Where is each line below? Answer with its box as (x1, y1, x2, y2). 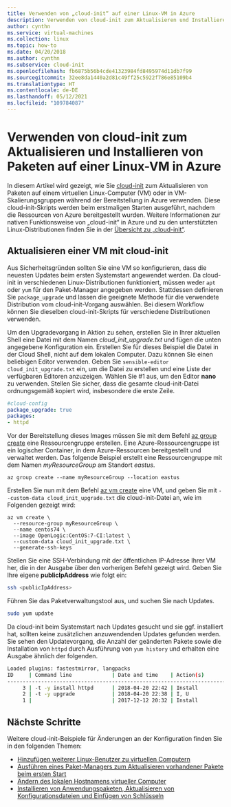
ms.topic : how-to (7, 42, 57, 49)
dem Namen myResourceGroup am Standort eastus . (7, 461, 155, 469)
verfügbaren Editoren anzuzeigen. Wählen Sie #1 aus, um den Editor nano (7, 372, 217, 380)
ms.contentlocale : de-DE (7, 87, 78, 94)
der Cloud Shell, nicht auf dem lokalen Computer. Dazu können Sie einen (7, 350, 213, 358)
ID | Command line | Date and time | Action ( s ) (7, 671, 205, 678)
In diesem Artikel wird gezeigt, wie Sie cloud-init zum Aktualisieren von (7, 181, 208, 189)
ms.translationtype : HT (7, 81, 76, 87)
